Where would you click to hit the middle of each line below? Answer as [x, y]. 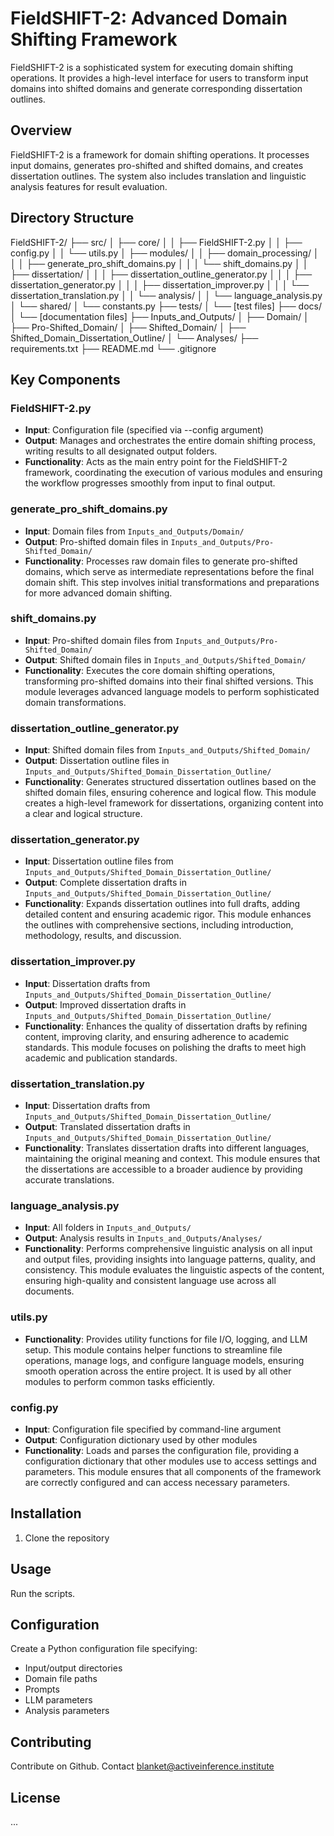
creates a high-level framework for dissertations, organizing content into [174, 803]
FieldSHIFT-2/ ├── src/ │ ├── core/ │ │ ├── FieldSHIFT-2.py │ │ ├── [156, 242]
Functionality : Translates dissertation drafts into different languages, [167, 1148]
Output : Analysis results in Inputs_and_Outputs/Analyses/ [143, 1238]
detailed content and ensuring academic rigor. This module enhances [168, 914]
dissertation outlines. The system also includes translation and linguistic [158, 176]
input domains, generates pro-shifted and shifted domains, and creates [157, 165]
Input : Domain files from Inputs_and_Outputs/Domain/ [134, 531]
